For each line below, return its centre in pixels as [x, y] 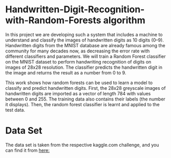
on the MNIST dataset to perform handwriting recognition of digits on [78, 62]
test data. [15, 110]
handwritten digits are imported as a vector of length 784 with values [78, 93]
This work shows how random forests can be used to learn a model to [79, 83]
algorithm [124, 20]
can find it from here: [27, 150]
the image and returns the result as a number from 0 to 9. [66, 72]
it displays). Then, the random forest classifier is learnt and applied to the [82, 104]
